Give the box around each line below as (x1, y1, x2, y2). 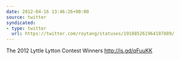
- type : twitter (6, 25, 46, 31)
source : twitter (6, 14, 46, 20)
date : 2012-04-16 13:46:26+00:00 (6, 8, 89, 15)
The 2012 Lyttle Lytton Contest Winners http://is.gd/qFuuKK (6, 47, 153, 54)
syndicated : (6, 20, 36, 26)
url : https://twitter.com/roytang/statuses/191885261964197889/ (11, 31, 175, 37)
